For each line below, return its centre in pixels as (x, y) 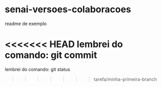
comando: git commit (51, 55)
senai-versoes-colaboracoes (68, 9)
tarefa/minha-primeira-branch (125, 79)
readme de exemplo (26, 24)
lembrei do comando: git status (38, 69)
